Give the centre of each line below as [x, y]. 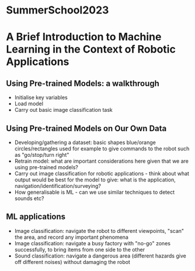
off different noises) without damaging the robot [72, 262]
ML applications [36, 217]
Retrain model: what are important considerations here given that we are [101, 161]
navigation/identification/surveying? [58, 186]
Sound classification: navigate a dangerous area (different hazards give [100, 256]
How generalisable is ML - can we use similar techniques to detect [95, 192]
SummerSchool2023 [58, 10]
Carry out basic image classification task [63, 110]
